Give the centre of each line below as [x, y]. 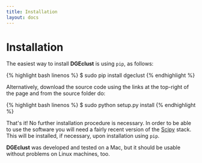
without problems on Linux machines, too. [58, 154]
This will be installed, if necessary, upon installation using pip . [83, 136]
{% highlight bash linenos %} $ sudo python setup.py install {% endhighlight [101, 105]
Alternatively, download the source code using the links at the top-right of [98, 87]
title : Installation [32, 12]
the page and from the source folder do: [56, 93]
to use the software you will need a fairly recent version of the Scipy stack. [99, 129]
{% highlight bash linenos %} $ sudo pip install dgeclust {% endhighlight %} [101, 75]
